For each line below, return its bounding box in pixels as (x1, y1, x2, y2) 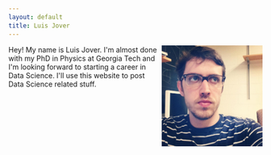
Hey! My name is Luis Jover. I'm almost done (8, 44, 157, 54)
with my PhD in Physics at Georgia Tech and (8, 53, 156, 63)
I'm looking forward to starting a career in (8, 61, 147, 72)
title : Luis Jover (8, 21, 70, 30)
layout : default (8, 13, 63, 21)
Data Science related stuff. (8, 79, 97, 89)
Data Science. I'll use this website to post (8, 70, 145, 80)
